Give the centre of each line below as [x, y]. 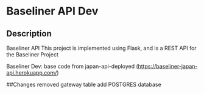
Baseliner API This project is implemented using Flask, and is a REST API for [101, 48]
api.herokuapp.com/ [32, 73]
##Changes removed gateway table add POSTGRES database [84, 84]
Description [29, 34]
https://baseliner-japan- [168, 66]
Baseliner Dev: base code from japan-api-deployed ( [72, 66]
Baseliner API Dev [52, 11]
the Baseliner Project [33, 55]
